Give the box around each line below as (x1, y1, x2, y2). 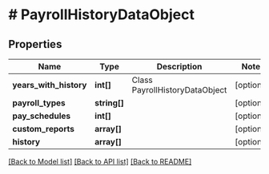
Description (156, 61, 203, 72)
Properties (8, 38, 62, 51)
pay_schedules (12, 110, 70, 121)
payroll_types (12, 97, 66, 109)
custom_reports (12, 124, 74, 134)
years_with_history (12, 80, 87, 90)
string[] (94, 97, 124, 109)
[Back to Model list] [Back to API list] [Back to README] (8, 157, 192, 166)
